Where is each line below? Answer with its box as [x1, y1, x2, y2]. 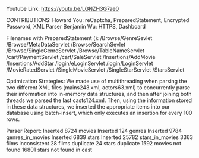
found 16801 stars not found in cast [6, 146, 93, 153]
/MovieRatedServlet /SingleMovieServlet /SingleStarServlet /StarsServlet [6, 66, 185, 73]
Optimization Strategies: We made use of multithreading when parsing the [6, 78, 187, 85]
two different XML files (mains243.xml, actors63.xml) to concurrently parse [6, 84, 191, 91]
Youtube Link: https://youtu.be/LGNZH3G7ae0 [6, 5, 119, 12]
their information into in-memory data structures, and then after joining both [6, 91, 192, 97]
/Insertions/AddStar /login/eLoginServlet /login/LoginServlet [6, 60, 153, 67]
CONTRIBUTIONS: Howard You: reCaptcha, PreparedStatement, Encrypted [6, 17, 189, 23]
